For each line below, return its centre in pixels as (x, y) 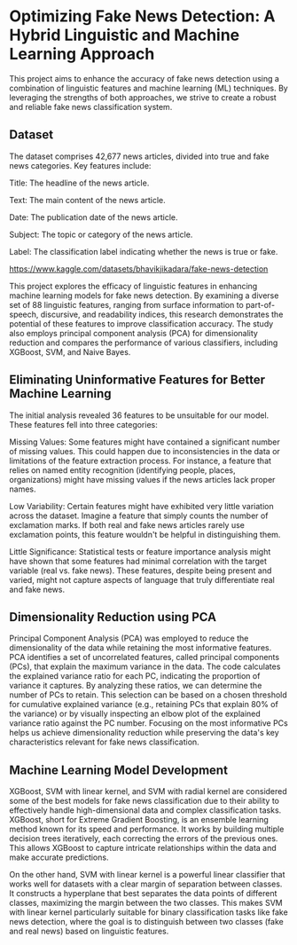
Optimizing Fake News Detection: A (142, 16)
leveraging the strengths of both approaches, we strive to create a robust (143, 97)
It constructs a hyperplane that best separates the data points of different (143, 894)
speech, (24, 314)
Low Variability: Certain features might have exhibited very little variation (142, 506)
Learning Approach (82, 54)
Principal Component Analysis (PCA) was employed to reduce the (129, 638)
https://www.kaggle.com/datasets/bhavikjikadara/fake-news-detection (139, 269)
